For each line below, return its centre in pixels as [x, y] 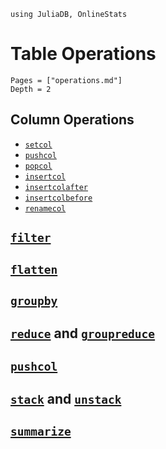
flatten [34, 269]
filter [31, 238]
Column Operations [72, 120]
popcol [38, 166]
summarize [41, 432]
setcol [38, 145]
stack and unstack [66, 399]
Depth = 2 [31, 89]
